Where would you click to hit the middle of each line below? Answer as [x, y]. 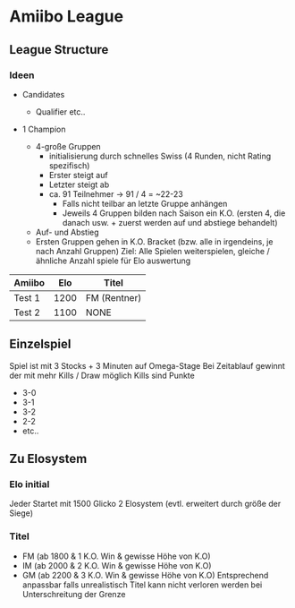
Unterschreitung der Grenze [74, 594]
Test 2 [27, 313]
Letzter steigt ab [79, 184]
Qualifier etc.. [60, 111]
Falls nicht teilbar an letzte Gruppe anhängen [145, 203]
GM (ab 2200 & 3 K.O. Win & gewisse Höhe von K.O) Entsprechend [145, 575]
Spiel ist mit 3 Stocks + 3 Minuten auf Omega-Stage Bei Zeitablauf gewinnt [147, 365]
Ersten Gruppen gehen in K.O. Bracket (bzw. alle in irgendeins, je [154, 241]
